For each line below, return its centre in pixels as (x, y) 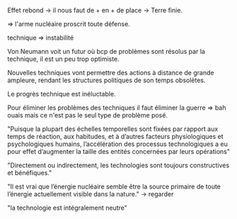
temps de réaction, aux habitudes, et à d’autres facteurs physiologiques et (116, 136)
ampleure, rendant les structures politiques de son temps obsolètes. (106, 80)
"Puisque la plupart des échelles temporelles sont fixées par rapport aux (113, 129)
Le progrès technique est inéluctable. (62, 94)
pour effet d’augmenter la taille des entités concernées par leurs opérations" (118, 151)
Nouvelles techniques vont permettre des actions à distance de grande (111, 73)
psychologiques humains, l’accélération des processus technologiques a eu (118, 144)
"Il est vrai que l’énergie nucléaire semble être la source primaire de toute (114, 186)
